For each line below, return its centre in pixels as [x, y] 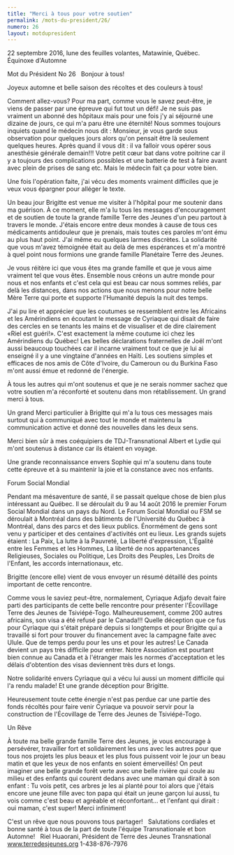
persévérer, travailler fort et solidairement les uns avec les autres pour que [114, 749]
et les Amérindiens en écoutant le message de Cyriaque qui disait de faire [114, 319]
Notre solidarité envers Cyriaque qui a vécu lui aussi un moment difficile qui [116, 678]
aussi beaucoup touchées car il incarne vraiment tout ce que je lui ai [105, 349]
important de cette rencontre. [50, 584]
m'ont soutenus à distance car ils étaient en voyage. [82, 449]
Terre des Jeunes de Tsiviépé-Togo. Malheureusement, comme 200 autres [115, 613]
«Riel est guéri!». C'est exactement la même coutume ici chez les [101, 333]
